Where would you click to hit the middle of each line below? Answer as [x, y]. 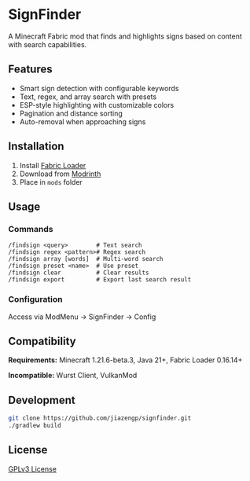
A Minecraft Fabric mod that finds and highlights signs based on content [125, 36]
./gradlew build [35, 426]
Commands [31, 229]
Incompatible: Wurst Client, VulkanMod [73, 376]
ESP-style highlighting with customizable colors [97, 105]
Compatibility [42, 341]
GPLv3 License [33, 468]
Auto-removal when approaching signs [83, 121]
